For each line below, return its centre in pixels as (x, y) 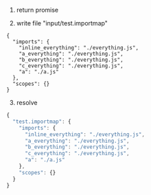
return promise (37, 10)
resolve (27, 103)
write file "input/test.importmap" (62, 23)
